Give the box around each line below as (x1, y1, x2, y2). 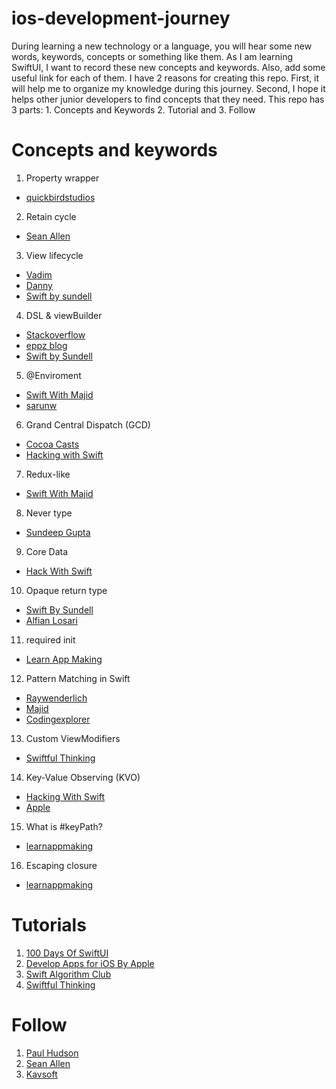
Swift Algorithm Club (25, 968, 112, 980)
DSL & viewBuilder (25, 309, 103, 321)
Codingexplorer (25, 713, 91, 725)
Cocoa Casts (25, 438, 80, 450)
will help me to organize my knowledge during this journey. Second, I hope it (11, 82, 326, 94)
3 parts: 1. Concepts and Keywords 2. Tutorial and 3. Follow (11, 103, 256, 116)
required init (25, 633, 76, 646)
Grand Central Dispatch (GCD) (25, 418, 151, 431)
